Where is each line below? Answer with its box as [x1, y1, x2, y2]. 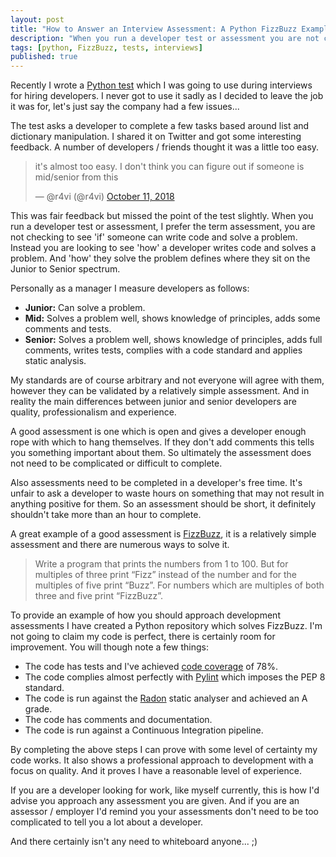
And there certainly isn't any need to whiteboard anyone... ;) [10, 836, 258, 848]
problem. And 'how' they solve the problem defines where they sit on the [10, 252, 311, 265]
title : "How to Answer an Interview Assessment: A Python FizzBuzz [10, 24, 298, 34]
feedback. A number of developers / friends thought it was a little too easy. [10, 141, 320, 153]
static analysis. [24, 355, 87, 367]
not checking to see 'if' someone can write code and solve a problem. [10, 231, 298, 243]
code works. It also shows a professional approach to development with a [10, 754, 314, 766]
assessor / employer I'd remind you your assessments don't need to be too [10, 806, 320, 818]
